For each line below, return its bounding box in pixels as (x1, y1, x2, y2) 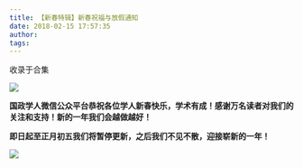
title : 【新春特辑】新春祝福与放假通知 (9, 13, 139, 23)
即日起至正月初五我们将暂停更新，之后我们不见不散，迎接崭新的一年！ (9, 131, 271, 142)
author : (9, 30, 39, 39)
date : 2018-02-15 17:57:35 (9, 22, 111, 31)
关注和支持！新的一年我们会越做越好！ (9, 112, 151, 123)
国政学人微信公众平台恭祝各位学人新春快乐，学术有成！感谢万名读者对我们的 (9, 100, 294, 111)
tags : (9, 38, 30, 48)
